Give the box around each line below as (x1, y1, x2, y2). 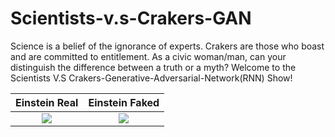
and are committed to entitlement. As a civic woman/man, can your (10, 50, 287, 62)
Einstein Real (15, 95, 79, 109)
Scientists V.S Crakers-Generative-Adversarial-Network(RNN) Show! (10, 72, 293, 84)
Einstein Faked (88, 95, 160, 109)
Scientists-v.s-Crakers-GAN (10, 7, 252, 30)
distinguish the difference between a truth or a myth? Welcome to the (10, 61, 297, 73)
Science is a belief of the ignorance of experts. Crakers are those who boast (10, 40, 325, 52)
